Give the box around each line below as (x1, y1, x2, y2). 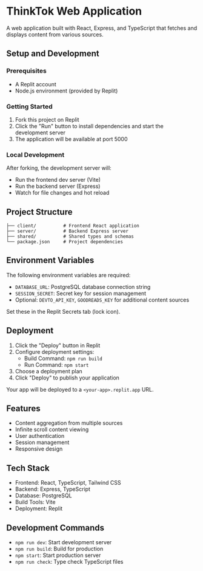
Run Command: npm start (24, 361, 89, 369)
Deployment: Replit (15, 505, 63, 512)
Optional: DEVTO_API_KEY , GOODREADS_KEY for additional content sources (15, 296, 190, 303)
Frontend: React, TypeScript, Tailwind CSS (15, 479, 121, 486)
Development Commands (6, 522, 105, 533)
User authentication (15, 432, 65, 440)
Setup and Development (6, 49, 99, 59)
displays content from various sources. (6, 30, 104, 38)
